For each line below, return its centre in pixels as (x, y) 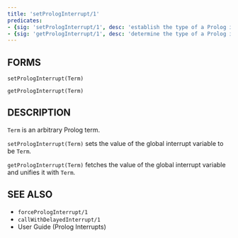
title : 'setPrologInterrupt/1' (53, 14)
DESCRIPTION (39, 113)
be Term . (19, 151)
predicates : (25, 21)
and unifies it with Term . (41, 172)
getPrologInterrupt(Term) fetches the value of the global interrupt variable (117, 164)
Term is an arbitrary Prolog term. (54, 130)
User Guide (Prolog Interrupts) (62, 227)
